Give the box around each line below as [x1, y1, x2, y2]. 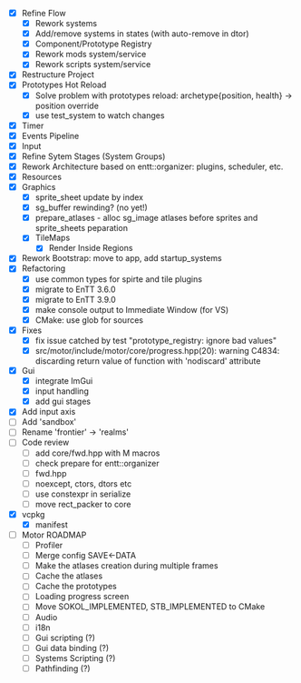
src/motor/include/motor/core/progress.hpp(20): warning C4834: [34, 345, 280, 356]
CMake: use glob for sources [34, 314, 144, 326]
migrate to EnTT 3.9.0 [34, 294, 117, 305]
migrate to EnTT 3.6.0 [34, 284, 116, 295]
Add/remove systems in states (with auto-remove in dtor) [34, 28, 250, 39]
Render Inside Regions [48, 243, 133, 254]
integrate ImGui [34, 376, 93, 387]
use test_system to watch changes [34, 109, 165, 121]
